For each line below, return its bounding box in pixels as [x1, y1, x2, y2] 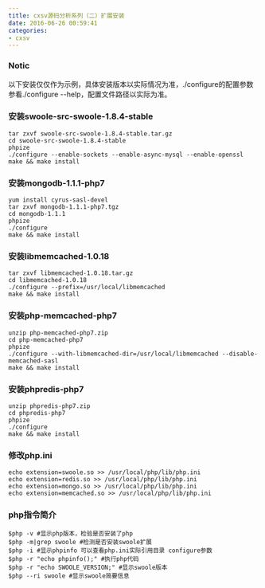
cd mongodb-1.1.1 [8, 210, 66, 218]
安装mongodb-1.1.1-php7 [8, 177, 105, 188]
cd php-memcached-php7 [8, 335, 84, 343]
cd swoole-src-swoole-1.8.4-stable [8, 136, 127, 144]
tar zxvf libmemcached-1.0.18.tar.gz [8, 269, 134, 277]
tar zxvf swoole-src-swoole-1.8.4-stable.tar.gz [8, 129, 173, 138]
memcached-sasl [8, 356, 59, 365]
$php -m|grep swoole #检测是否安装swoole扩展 [8, 538, 153, 546]
